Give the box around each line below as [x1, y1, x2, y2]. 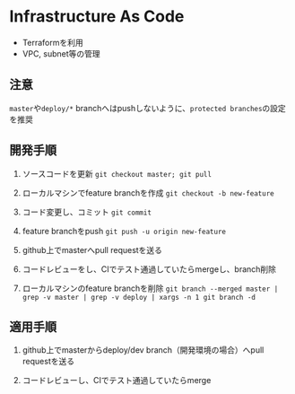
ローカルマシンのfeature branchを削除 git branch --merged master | [22, 283, 279, 293]
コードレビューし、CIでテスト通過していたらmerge [22, 375, 212, 386]
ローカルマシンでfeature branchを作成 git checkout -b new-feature [22, 187, 275, 198]
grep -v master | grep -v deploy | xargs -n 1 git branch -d [22, 293, 256, 302]
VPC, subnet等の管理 [22, 48, 100, 59]
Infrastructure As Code [9, 6, 185, 27]
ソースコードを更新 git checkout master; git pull [22, 168, 213, 179]
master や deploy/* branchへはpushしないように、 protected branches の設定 [9, 102, 287, 113]
